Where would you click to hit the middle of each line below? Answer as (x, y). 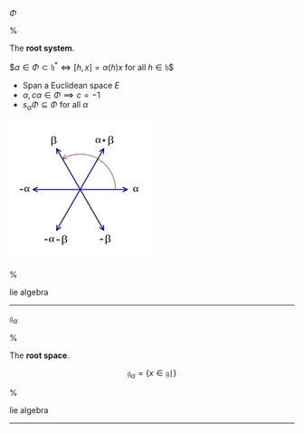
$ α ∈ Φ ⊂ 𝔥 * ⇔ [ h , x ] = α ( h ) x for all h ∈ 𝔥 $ (92, 66)
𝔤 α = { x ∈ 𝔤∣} (152, 374)
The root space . (39, 355)
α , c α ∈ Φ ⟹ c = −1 (62, 95)
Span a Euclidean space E (71, 85)
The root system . (42, 48)
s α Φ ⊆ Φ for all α (55, 105)
